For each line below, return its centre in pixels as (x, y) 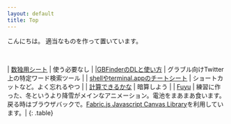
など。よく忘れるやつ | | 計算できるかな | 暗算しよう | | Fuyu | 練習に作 (120, 86)
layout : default (31, 14)
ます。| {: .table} (30, 113)
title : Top (23, 20)
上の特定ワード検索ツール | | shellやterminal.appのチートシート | (99, 78)
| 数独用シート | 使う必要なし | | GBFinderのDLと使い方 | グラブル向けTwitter (115, 69)
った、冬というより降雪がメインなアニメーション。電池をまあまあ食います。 (116, 95)
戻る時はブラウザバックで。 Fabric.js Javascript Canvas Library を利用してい (115, 104)
